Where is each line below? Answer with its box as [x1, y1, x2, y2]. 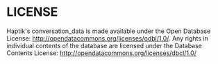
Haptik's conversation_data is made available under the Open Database [6, 27, 211, 35]
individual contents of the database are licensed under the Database [6, 41, 203, 50]
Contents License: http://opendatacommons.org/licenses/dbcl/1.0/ [6, 49, 197, 57]
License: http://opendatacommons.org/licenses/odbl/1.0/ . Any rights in [6, 34, 209, 42]
